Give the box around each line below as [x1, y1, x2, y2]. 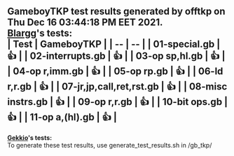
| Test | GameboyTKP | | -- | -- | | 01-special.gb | [7, 38, 221, 50]
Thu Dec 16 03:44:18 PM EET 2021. [7, 17, 163, 29]
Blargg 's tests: [7, 27, 73, 39]
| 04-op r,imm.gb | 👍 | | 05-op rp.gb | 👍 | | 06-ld [7, 66, 223, 78]
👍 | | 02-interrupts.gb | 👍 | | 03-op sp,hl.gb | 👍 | [7, 50, 226, 62]
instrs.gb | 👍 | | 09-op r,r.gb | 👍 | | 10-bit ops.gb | [7, 96, 228, 108]
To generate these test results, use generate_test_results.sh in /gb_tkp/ [7, 141, 212, 149]
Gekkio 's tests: [7, 133, 53, 142]
